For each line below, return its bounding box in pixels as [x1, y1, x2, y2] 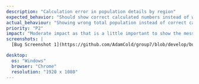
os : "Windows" [11, 57, 46, 64]
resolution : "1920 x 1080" [11, 69, 78, 75]
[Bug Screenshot [11, 42, 52, 48]
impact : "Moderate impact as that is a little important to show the [6, 31, 182, 37]
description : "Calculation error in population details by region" [6, 8, 176, 15]
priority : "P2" [6, 25, 44, 31]
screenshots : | [6, 36, 44, 42]
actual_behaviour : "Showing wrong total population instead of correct [6, 20, 187, 25]
